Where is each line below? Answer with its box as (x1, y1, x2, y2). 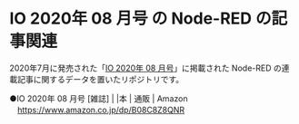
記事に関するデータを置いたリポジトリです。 (16, 73, 184, 84)
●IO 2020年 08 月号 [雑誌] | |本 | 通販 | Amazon (9, 92, 188, 104)
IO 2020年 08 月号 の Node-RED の (9, 8, 272, 29)
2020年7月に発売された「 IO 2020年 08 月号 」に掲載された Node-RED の (9, 62, 282, 73)
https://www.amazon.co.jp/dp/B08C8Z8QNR (17, 104, 184, 115)
